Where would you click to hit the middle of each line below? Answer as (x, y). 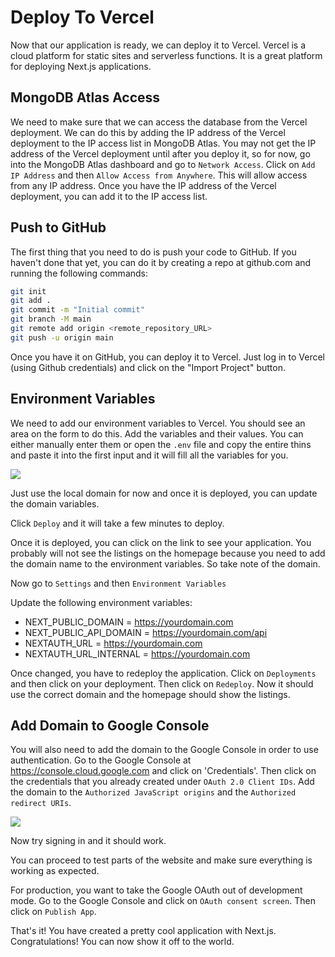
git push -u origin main (62, 337)
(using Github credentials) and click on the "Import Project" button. (148, 367)
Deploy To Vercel (82, 17)
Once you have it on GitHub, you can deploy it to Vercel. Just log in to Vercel (168, 357)
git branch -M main (51, 319)
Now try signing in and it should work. (88, 841)
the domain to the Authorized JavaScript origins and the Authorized (153, 792)
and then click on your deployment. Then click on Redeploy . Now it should (162, 683)
